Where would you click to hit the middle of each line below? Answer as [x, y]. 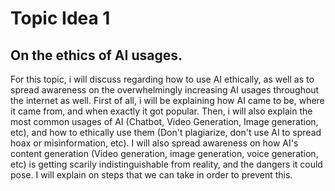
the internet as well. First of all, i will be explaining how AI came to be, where [167, 100]
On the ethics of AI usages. [96, 55]
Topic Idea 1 [60, 18]
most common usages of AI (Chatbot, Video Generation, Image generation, [164, 121]
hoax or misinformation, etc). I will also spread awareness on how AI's [154, 143]
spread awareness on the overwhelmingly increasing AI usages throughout [165, 90]
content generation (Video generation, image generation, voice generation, [164, 153]
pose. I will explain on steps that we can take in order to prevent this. [151, 175]
